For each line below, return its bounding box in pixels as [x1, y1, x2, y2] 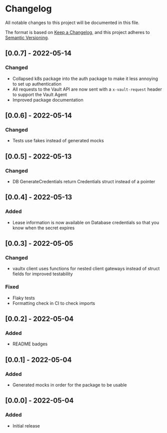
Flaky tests [12, 295, 35, 301]
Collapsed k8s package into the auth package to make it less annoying [12, 76, 158, 82]
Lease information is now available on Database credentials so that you [12, 219, 159, 225]
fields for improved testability [12, 271, 73, 277]
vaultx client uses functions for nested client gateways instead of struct [12, 266, 160, 272]
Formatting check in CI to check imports [12, 300, 95, 306]
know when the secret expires [12, 225, 75, 231]
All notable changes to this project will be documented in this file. [5, 20, 140, 26]
